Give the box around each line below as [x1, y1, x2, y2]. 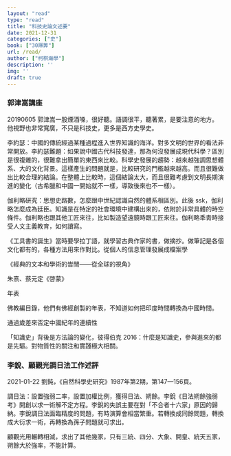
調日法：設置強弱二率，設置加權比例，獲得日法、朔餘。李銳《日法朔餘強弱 [7, 392, 218, 400]
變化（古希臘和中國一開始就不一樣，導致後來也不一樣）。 [19, 181, 179, 189]
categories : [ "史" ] [7, 36, 62, 43]
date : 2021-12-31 [7, 29, 57, 37]
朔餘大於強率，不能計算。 [7, 441, 80, 449]
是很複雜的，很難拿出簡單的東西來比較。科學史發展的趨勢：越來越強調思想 [7, 156, 218, 164]
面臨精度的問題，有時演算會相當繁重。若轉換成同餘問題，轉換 [49, 409, 224, 417]
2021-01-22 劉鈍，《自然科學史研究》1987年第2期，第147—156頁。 [7, 377, 196, 386]
